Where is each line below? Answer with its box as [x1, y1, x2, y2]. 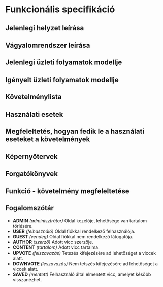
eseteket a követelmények [5, 135, 90, 143]
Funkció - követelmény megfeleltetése [5, 187, 129, 196]
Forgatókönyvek [5, 169, 58, 178]
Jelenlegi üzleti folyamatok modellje [5, 58, 122, 67]
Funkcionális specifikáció [5, 4, 115, 15]
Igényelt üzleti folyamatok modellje [5, 75, 119, 84]
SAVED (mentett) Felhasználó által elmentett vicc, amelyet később [12, 271, 151, 277]
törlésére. [12, 223, 33, 229]
